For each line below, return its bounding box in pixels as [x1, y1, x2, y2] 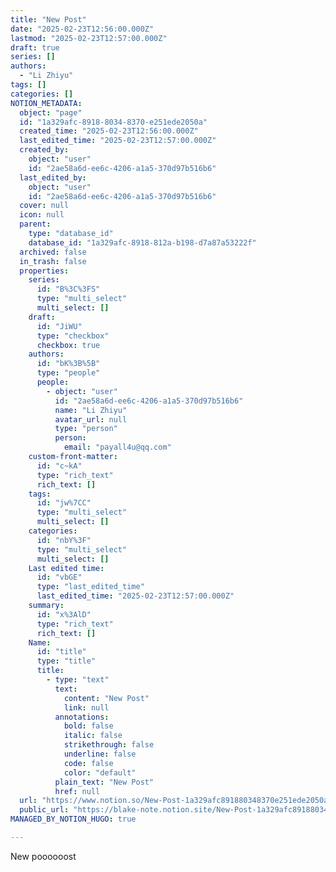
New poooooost [10, 850, 77, 862]
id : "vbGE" [36, 572, 83, 583]
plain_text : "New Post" [54, 777, 155, 787]
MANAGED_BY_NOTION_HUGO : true [10, 814, 137, 825]
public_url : [19, 805, 70, 815]
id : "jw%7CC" [36, 498, 92, 508]
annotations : [54, 712, 110, 722]
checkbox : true [36, 340, 101, 350]
